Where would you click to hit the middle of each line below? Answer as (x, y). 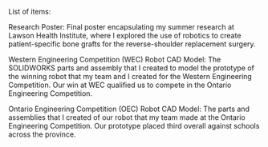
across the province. (42, 134)
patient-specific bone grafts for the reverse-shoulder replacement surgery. (132, 44)
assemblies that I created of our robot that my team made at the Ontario (127, 117)
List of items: (30, 12)
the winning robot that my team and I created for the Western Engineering (130, 76)
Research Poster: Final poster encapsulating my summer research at (122, 27)
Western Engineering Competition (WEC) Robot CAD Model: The (115, 60)
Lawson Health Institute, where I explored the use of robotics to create (125, 36)
